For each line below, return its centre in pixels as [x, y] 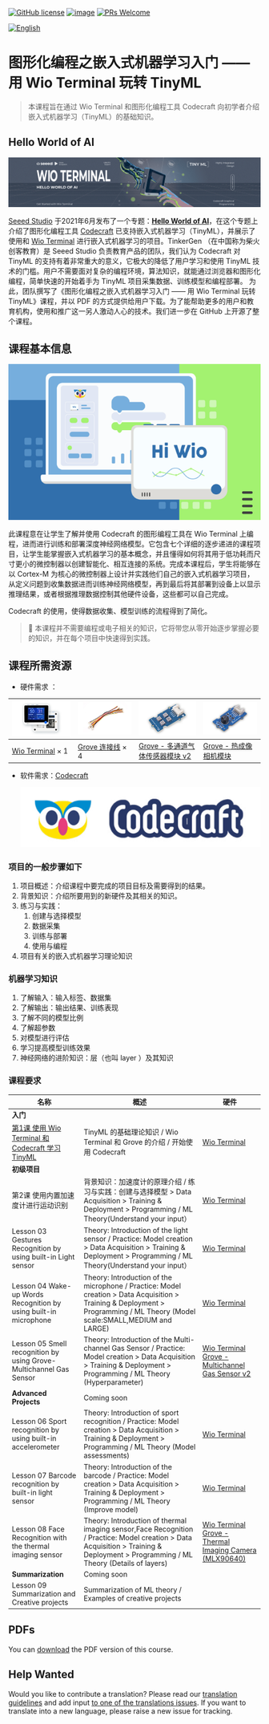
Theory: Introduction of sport [131, 1413]
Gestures [27, 1239]
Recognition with [39, 1537]
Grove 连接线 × [102, 747]
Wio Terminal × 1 [40, 751]
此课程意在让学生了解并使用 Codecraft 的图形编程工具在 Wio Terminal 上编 [131, 534]
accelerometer [36, 1447]
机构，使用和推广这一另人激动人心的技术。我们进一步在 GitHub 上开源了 [134, 311]
